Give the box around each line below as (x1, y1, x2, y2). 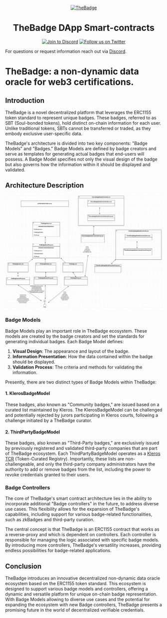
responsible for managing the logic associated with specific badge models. (5, 537, 160, 543)
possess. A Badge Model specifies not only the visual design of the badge (5, 156, 158, 162)
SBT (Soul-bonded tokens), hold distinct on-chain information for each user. (5, 120, 162, 126)
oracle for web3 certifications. (5, 76, 134, 88)
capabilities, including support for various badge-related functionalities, (5, 511, 153, 517)
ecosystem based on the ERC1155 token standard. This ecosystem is (5, 581, 146, 587)
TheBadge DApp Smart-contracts (13, 22, 155, 33)
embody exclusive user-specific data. (5, 130, 83, 137)
